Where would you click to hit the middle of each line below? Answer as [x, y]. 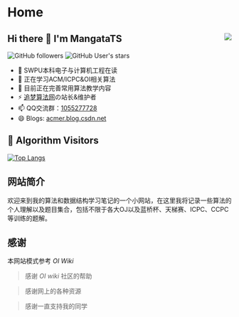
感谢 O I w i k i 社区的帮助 [58, 276]
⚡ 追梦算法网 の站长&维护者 [57, 97]
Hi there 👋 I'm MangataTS [65, 39]
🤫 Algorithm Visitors [53, 140]
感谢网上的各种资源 [53, 291]
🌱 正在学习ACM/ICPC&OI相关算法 [67, 79]
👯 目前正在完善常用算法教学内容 [64, 88]
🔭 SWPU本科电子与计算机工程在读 [68, 70]
